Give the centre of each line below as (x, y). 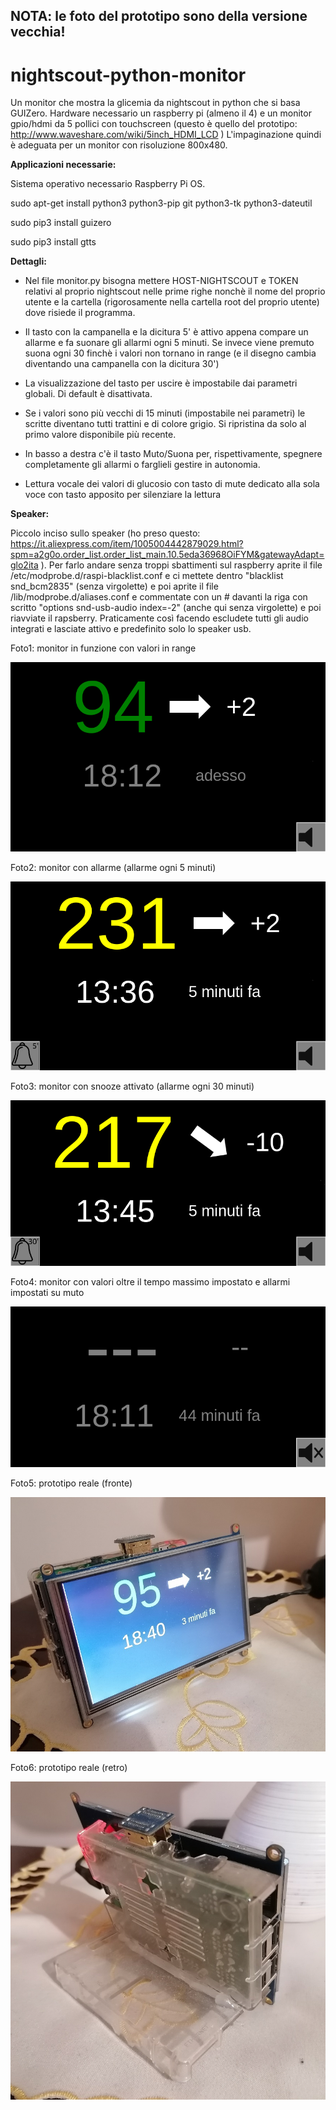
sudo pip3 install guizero (61, 223)
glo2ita (24, 565)
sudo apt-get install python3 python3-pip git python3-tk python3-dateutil (161, 203)
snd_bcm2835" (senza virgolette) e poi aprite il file (114, 586)
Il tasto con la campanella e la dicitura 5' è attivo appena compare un (166, 332)
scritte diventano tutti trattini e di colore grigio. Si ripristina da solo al (165, 424)
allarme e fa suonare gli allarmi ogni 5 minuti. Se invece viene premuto (169, 343)
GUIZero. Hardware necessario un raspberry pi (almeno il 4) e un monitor (161, 113)
